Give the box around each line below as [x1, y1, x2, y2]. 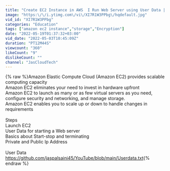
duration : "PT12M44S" [5, 41, 52, 46]
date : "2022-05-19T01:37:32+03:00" [5, 31, 81, 36]
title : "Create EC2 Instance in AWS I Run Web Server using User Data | [5, 7, 166, 13]
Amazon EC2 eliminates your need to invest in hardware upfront [5, 85, 140, 91]
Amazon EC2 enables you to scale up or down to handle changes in [5, 101, 148, 107]
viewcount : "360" [5, 45, 42, 51]
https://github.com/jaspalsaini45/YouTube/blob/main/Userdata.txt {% [5, 155, 150, 161]
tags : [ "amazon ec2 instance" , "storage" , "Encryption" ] [5, 27, 125, 32]
